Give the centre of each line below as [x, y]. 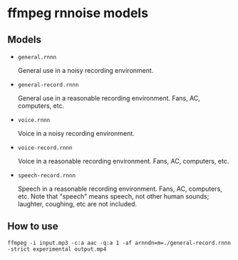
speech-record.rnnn [47, 176]
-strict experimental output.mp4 [57, 249]
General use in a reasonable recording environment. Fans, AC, [109, 98]
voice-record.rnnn [45, 148]
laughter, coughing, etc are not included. [77, 204]
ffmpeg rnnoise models [78, 13]
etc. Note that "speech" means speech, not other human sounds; [113, 196]
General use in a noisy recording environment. [86, 70]
